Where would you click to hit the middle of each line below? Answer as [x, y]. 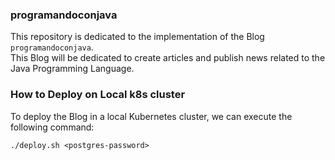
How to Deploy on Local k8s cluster [98, 95]
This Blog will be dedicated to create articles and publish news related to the [168, 58]
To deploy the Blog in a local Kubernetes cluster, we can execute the [151, 116]
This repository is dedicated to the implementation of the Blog [137, 37]
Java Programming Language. [72, 69]
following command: [52, 127]
